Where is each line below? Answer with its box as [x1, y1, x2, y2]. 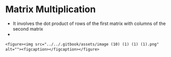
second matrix [12, 25, 44, 32]
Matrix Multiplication [5, 4, 96, 15]
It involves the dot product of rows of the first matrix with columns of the [12, 20, 166, 26]
